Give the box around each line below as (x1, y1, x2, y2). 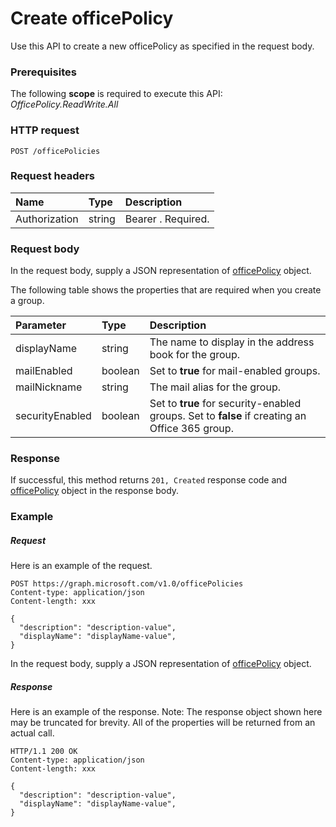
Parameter (15, 318, 67, 332)
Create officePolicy (10, 7, 174, 30)
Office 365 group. (149, 422, 234, 436)
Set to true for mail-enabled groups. (149, 364, 321, 378)
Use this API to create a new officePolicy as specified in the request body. (10, 40, 315, 52)
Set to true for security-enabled (149, 397, 302, 411)
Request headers (10, 169, 96, 183)
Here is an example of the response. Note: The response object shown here (10, 706, 323, 718)
